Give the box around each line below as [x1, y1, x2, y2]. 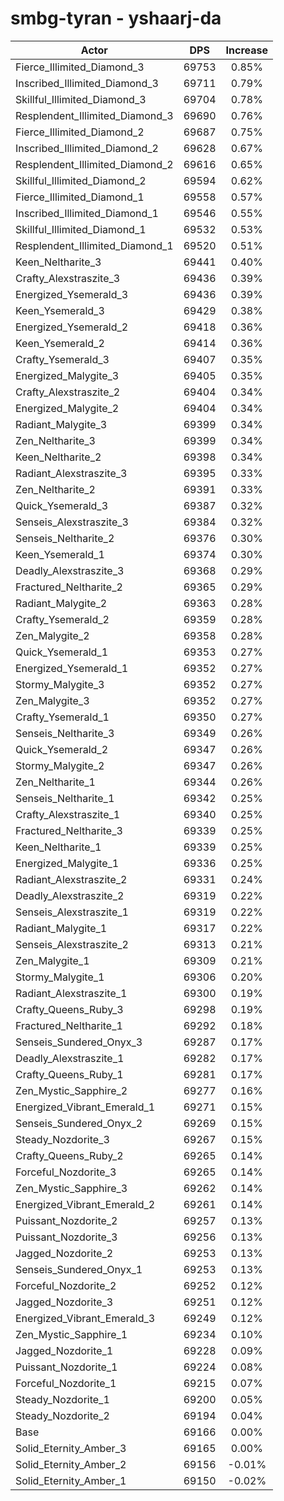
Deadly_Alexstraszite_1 [15, 1051, 125, 1065]
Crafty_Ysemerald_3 [15, 352, 110, 366]
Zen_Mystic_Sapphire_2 [15, 1083, 128, 1097]
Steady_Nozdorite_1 [15, 1392, 110, 1406]
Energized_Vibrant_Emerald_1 [15, 1100, 156, 1114]
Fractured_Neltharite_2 [15, 580, 123, 594]
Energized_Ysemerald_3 [15, 287, 129, 301]
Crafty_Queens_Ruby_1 [15, 1067, 124, 1081]
